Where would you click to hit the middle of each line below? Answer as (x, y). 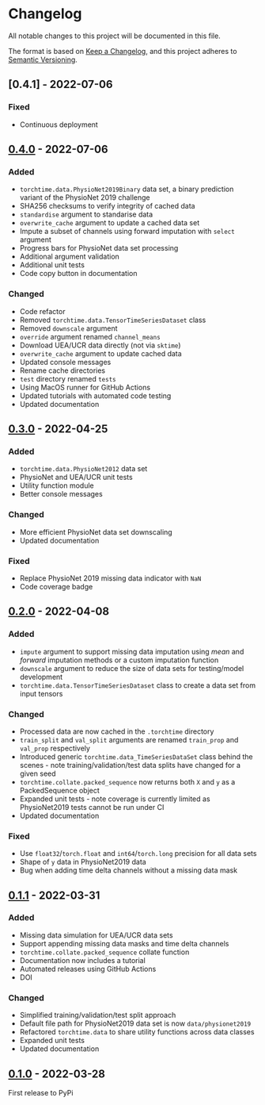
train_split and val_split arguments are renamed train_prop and (129, 739)
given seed (38, 773)
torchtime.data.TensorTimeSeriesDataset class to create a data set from (137, 685)
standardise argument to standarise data (86, 214)
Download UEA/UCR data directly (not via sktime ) (100, 345)
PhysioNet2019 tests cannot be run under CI (92, 807)
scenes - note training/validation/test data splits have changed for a (130, 765)
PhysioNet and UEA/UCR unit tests (76, 478)
